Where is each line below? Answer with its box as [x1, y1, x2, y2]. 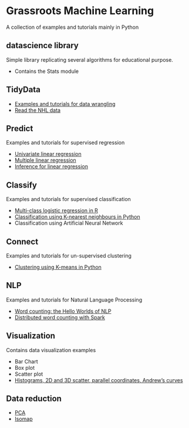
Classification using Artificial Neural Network [14, 219, 123, 227]
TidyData [6, 85, 41, 95]
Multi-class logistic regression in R [14, 207, 99, 214]
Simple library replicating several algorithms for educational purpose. [6, 56, 173, 63]
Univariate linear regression [14, 151, 82, 158]
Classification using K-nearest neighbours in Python [14, 213, 140, 220]
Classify [6, 180, 37, 190]
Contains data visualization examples [6, 346, 96, 353]
